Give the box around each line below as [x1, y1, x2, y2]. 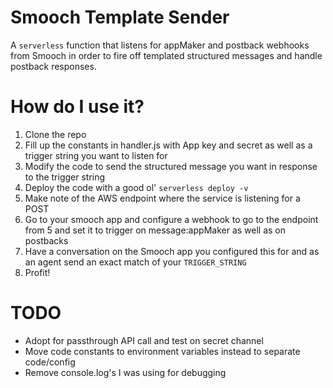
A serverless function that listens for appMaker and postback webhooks [10, 39, 310, 51]
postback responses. [10, 60, 97, 72]
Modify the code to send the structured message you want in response [24, 160, 318, 172]
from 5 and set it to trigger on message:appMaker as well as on [24, 224, 287, 236]
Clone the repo [24, 128, 87, 140]
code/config [24, 356, 76, 368]
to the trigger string [24, 171, 106, 183]
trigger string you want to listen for [24, 149, 168, 161]
